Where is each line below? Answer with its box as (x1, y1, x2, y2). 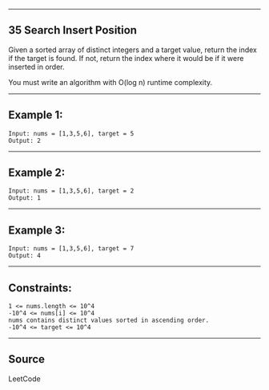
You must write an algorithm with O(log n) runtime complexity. (8, 77, 213, 87)
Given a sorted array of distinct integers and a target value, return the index (8, 45, 258, 55)
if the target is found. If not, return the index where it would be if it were (8, 53, 244, 63)
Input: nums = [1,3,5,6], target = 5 (8, 129, 134, 137)
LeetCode (8, 374, 42, 384)
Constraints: (8, 281, 72, 295)
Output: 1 (8, 194, 42, 202)
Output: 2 (8, 136, 42, 144)
